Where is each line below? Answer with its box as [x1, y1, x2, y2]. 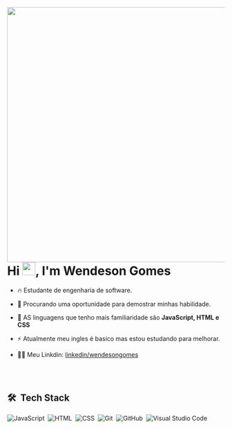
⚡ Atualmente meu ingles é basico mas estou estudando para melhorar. [17, 334, 220, 343]
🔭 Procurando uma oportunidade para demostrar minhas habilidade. [17, 300, 211, 308]
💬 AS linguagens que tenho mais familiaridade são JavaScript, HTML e [17, 313, 220, 321]
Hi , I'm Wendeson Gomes [7, 263, 171, 279]
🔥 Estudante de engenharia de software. [17, 286, 133, 294]
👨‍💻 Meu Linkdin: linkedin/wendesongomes [17, 350, 139, 358]
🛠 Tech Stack [7, 392, 70, 404]
